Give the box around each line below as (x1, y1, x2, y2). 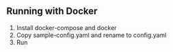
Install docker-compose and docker (16, 23, 117, 31)
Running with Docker (6, 5, 98, 17)
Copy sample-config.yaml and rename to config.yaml (16, 31, 167, 39)
